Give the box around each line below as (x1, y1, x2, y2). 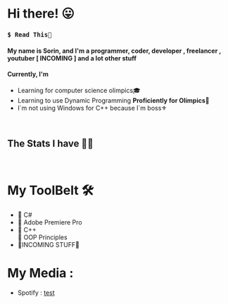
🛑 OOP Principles (17, 233, 68, 241)
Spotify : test (17, 288, 55, 297)
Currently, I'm (7, 70, 49, 79)
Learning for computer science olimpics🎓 (17, 86, 141, 94)
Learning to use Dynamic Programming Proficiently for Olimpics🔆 (17, 96, 210, 104)
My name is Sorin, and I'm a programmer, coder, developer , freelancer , (7, 46, 222, 55)
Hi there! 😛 (7, 6, 75, 22)
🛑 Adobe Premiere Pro (17, 217, 82, 227)
